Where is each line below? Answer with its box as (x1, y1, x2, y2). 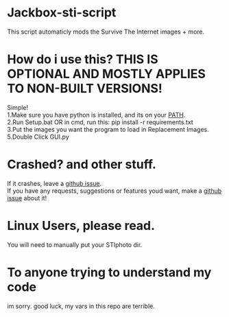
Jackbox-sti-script (7, 5, 117, 21)
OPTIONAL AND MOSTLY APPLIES (7, 67, 206, 82)
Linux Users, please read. (7, 218, 156, 233)
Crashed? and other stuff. (7, 156, 156, 172)
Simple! (7, 103, 29, 111)
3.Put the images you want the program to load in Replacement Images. (7, 125, 209, 133)
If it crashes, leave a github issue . (7, 179, 102, 187)
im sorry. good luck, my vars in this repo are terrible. (7, 302, 156, 310)
